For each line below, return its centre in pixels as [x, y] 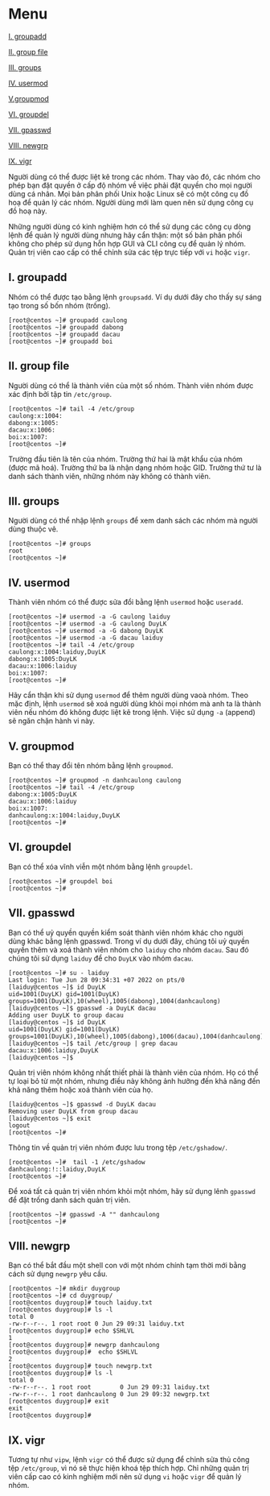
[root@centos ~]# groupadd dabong [66, 327]
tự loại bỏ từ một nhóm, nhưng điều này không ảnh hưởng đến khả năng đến [135, 1081]
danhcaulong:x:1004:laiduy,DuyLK [64, 816]
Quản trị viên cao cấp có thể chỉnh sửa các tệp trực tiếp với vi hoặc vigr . [129, 252]
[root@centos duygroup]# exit [59, 1402]
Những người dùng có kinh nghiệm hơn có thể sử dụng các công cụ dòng [130, 226]
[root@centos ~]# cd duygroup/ [61, 1296]
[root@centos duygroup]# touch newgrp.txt [80, 1366]
